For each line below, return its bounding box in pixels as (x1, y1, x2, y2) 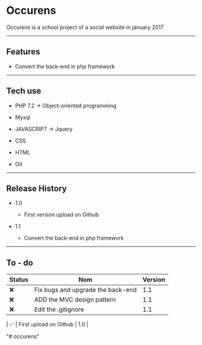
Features (6, 46, 40, 57)
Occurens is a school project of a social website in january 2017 (6, 24, 164, 31)
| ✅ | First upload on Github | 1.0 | (6, 321, 89, 328)
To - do (6, 258, 34, 268)
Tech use (6, 86, 41, 97)
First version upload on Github (23, 211, 99, 218)
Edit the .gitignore (34, 305, 84, 314)
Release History (6, 183, 67, 194)
